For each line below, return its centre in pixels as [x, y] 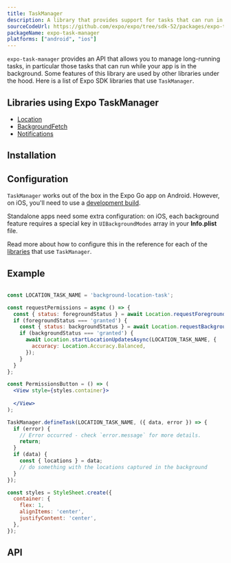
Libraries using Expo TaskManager [83, 102]
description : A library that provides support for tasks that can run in [115, 20]
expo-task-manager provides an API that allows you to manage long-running [114, 59]
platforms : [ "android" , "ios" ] [52, 39]
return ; [30, 442]
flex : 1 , [32, 505]
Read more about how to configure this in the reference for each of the [107, 244]
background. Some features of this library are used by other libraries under [113, 74]
